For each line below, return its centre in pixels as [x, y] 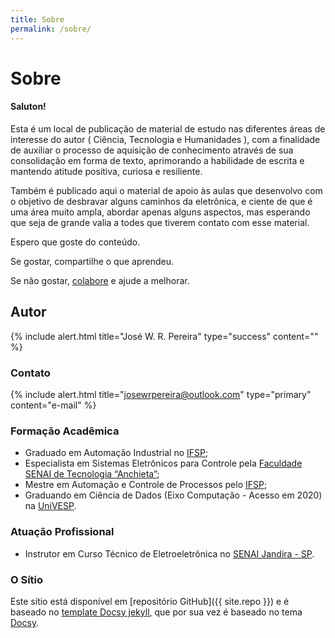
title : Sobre [37, 19]
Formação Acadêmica [65, 431]
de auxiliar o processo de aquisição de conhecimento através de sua [152, 150]
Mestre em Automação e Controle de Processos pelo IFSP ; [146, 485]
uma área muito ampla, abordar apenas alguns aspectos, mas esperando [160, 212]
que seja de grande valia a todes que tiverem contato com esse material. [160, 222]
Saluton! [28, 107]
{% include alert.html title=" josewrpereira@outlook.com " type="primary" [161, 394]
